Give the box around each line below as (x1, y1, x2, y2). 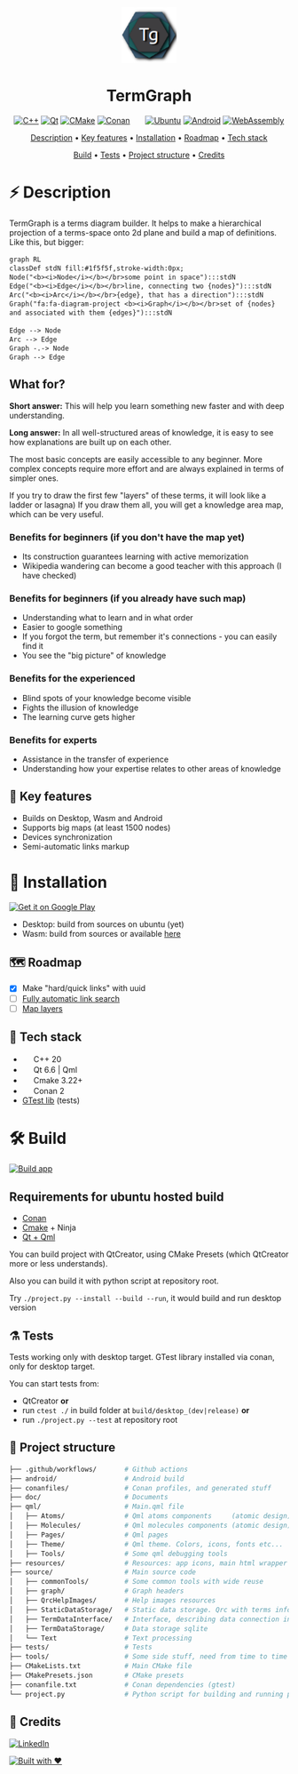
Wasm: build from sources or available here (21, 928, 182, 939)
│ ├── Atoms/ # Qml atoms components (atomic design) (9, 1512, 292, 1521)
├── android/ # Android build (9, 1474, 184, 1483)
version (9, 1302, 37, 1313)
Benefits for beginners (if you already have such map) (9, 592, 247, 604)
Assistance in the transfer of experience (21, 754, 169, 764)
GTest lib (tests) (21, 1095, 81, 1106)
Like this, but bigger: (9, 236, 84, 247)
